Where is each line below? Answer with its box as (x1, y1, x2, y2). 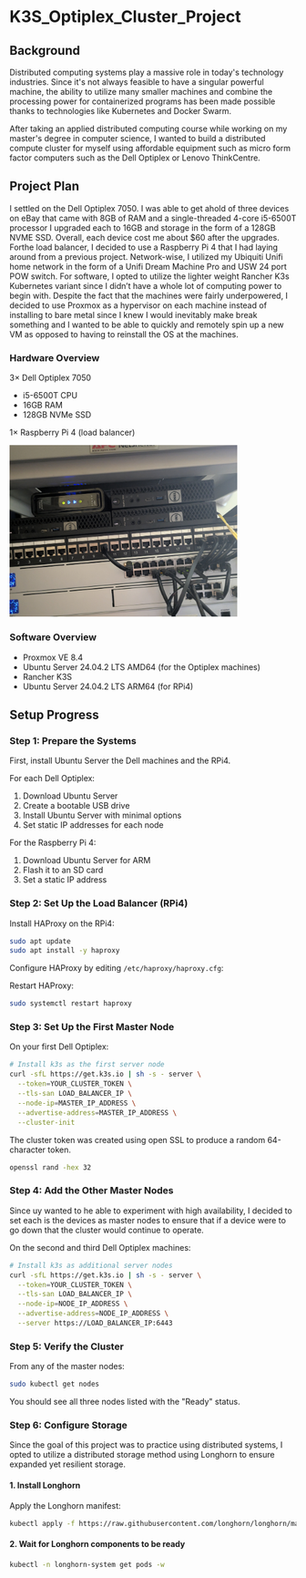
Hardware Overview (9, 351, 100, 364)
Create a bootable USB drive (22, 800, 130, 811)
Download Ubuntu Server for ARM (22, 855, 151, 866)
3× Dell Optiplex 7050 (9, 372, 92, 384)
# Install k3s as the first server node (9, 1060, 166, 1069)
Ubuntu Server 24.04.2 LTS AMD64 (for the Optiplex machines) (22, 661, 261, 672)
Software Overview (9, 631, 97, 644)
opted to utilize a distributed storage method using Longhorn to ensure (9, 1449, 275, 1460)
